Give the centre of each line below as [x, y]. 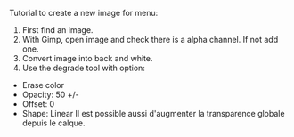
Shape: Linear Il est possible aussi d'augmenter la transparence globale [153, 113]
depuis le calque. [54, 123]
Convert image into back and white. [87, 58]
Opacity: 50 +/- [50, 94]
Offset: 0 [38, 104]
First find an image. [57, 30]
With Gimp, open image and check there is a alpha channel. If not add [150, 40]
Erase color [43, 85]
